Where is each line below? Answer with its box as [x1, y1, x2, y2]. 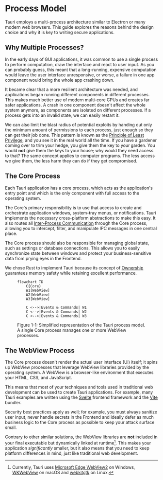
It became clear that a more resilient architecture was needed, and [5, 86, 138, 92]
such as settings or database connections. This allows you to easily [5, 245, 140, 251]
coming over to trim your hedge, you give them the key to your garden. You [5, 142, 155, 148]
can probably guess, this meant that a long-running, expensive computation [5, 67, 157, 72]
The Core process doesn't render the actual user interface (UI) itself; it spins [5, 359, 158, 365]
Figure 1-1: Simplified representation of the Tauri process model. [17, 322, 146, 328]
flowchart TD [17, 279, 44, 284]
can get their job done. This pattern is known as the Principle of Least [5, 132, 144, 138]
